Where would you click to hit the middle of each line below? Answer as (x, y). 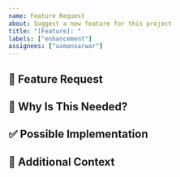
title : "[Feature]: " (45, 31)
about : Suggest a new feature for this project (90, 24)
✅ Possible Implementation (78, 134)
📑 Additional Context (62, 162)
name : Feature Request (47, 16)
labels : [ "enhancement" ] (50, 39)
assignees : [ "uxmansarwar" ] (56, 46)
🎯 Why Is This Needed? (68, 106)
